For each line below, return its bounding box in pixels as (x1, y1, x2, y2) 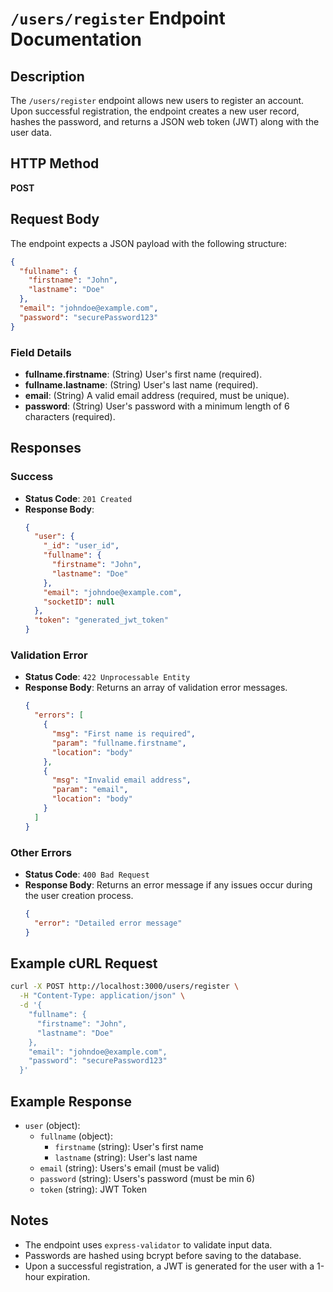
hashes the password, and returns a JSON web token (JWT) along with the (10, 116, 320, 127)
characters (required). (24, 410, 116, 422)
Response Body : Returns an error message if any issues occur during (24, 878, 313, 891)
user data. (10, 127, 53, 138)
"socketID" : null (43, 597, 116, 607)
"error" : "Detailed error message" (34, 918, 183, 928)
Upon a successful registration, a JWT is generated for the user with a (24, 1260, 315, 1272)
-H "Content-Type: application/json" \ (19, 991, 186, 1001)
